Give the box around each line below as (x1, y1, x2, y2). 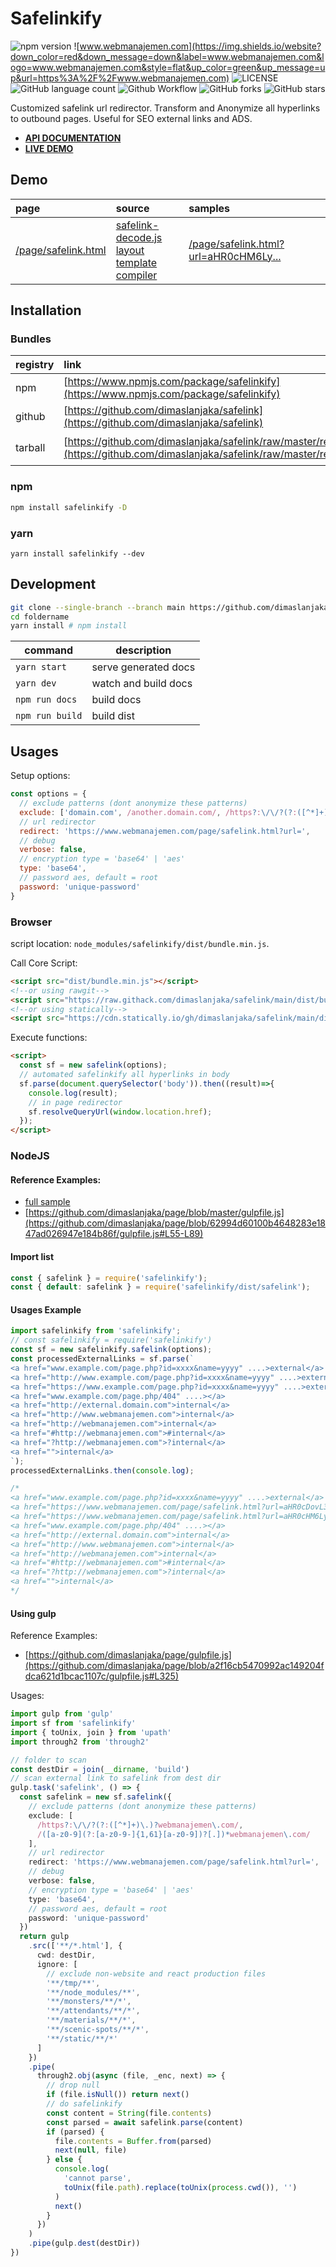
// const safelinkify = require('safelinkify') (10, 1335, 213, 1346)
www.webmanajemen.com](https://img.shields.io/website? (79, 40, 322, 52)
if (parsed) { (46, 2127, 105, 2137)
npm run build (15, 710, 83, 722)
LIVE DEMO (24, 142, 74, 154)
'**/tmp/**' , (46, 1978, 101, 1988)
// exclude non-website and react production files (46, 1968, 267, 1979)
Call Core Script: (10, 957, 78, 969)
